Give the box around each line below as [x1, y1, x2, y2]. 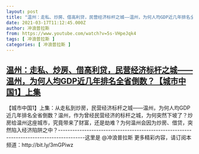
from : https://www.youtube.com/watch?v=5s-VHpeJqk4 [6, 31, 136, 37]
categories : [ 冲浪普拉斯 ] [6, 42, 71, 48]
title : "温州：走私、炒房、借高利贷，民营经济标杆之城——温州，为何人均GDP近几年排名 [6, 14, 191, 20]
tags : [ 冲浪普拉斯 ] [6, 36, 55, 42]
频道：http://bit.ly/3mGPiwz [6, 141, 74, 148]
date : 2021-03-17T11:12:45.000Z [6, 20, 86, 25]
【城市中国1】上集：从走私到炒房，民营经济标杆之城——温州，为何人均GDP [6, 104, 191, 111]
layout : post [6, 8, 38, 15]
